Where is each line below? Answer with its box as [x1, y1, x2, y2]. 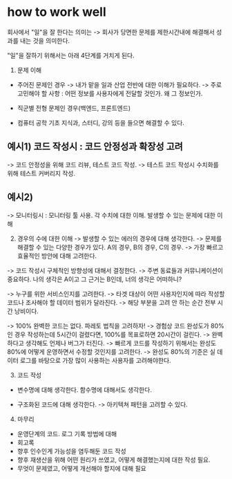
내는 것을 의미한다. [19, 36, 70, 45]
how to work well [7, 4, 107, 20]
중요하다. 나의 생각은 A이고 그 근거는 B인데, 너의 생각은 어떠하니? [7, 274, 182, 283]
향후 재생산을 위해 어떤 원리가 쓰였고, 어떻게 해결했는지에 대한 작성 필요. [17, 455, 211, 464]
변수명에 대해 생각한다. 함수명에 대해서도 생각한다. [17, 385, 152, 394]
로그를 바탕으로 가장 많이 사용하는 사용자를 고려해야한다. [19, 356, 171, 364]
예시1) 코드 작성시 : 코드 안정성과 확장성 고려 [7, 141, 183, 153]
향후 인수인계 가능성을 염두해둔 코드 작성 [17, 447, 126, 455]
